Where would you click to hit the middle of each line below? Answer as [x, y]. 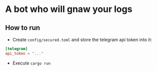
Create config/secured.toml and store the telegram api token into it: [82, 39]
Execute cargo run [31, 63]
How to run [23, 28]
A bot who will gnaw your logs [69, 9]
